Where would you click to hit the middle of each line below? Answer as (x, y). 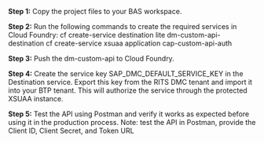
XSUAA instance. (36, 99)
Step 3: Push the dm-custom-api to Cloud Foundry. (91, 59)
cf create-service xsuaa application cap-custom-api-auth (139, 43)
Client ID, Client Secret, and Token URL (71, 130)
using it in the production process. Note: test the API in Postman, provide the (132, 122)
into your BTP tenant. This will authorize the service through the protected (128, 90)
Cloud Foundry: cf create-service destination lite (87, 35)
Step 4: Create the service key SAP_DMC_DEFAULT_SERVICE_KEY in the (126, 73)
